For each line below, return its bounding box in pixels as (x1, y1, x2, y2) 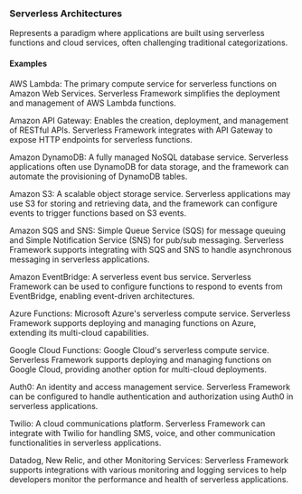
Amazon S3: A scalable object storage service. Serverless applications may (9, 188, 291, 199)
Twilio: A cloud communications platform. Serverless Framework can (9, 418, 266, 429)
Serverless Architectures (9, 7, 123, 20)
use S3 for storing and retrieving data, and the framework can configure (9, 198, 278, 209)
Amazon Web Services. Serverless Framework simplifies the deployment (9, 88, 280, 98)
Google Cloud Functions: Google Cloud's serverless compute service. (9, 344, 269, 355)
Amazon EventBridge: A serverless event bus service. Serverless (9, 271, 251, 282)
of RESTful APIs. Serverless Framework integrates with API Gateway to (9, 125, 273, 135)
